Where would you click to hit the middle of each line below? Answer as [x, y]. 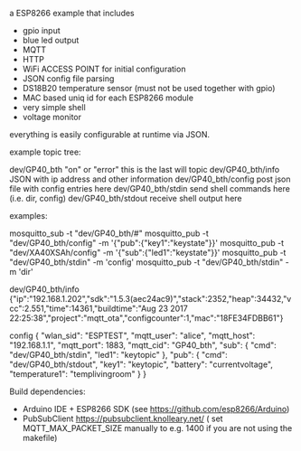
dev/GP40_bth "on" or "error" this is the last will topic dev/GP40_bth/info [145, 169]
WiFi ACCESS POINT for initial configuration [104, 69]
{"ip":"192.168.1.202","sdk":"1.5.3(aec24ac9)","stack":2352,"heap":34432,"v [150, 299]
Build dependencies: [47, 391]
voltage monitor [52, 117]
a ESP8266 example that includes [72, 13]
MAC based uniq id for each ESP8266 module [108, 98]
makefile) [40, 438]
